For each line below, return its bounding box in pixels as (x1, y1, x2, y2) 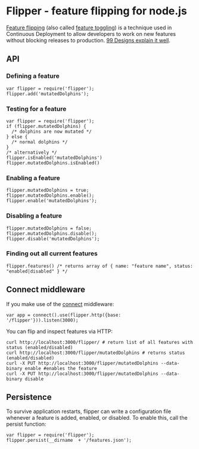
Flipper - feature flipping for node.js (6, 4, 188, 18)
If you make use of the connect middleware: (6, 300, 114, 307)
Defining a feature (6, 72, 60, 80)
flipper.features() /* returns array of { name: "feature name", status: (6, 263, 194, 269)
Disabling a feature (6, 212, 63, 220)
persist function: (6, 420, 46, 428)
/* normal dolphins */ (11, 139, 68, 145)
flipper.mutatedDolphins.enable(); (6, 193, 95, 198)
